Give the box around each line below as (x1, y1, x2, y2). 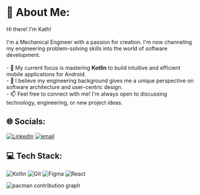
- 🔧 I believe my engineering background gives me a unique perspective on (6, 77, 194, 84)
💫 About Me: (6, 5, 70, 19)
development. (6, 51, 41, 58)
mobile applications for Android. (6, 70, 87, 78)
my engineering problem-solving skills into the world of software (6, 45, 168, 52)
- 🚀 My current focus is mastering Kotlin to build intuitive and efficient (6, 64, 181, 71)
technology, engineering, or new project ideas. (6, 99, 123, 106)
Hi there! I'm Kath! (6, 25, 52, 33)
